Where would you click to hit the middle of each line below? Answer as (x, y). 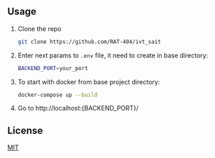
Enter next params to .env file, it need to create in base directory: (113, 55)
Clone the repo (39, 28)
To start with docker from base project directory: (89, 81)
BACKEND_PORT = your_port (53, 68)
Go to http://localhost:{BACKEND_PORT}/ (78, 108)
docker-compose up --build (57, 95)
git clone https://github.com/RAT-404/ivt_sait (89, 42)
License (25, 130)
